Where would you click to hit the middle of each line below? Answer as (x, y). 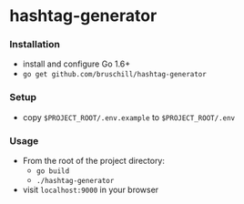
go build (53, 171)
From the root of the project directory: (94, 161)
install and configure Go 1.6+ (76, 64)
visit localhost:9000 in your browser (91, 190)
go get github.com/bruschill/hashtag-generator (114, 75)
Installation (35, 45)
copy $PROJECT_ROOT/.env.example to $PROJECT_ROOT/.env (129, 117)
